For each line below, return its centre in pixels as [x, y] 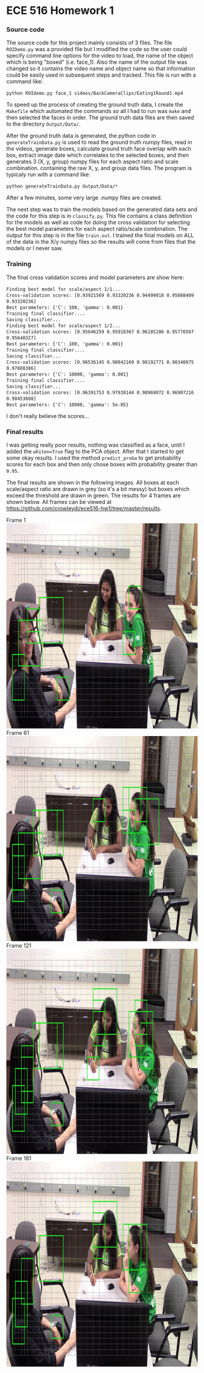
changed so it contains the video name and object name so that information [101, 69]
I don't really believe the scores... [48, 416]
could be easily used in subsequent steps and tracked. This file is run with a [101, 75]
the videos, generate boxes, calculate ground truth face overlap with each [99, 149]
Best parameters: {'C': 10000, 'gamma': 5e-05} [68, 405]
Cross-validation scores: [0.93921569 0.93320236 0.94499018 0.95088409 [100, 295]
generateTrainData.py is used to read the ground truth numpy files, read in [99, 142]
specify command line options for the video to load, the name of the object [100, 56]
